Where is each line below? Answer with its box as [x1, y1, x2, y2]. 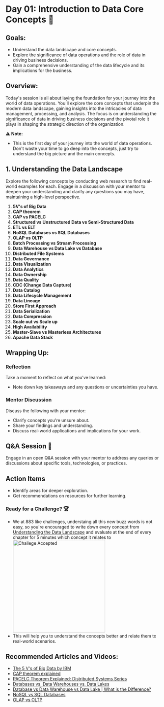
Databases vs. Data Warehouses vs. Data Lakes [12, 681, 109, 687]
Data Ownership [12, 271, 47, 277]
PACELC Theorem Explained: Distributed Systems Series [12, 676, 127, 682]
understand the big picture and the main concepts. [12, 150, 116, 156]
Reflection [5, 363, 31, 370]
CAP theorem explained [12, 671, 61, 676]
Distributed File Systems [12, 250, 64, 256]
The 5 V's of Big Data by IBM [12, 666, 72, 672]
